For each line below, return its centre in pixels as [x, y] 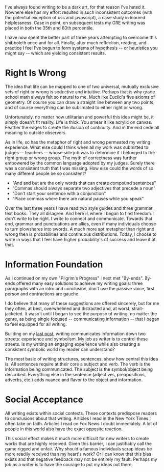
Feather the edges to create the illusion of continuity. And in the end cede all [82, 127]
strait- [138, 308]
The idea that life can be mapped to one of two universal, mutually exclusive [82, 86]
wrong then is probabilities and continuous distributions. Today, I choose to [81, 234]
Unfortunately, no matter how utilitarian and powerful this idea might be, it [80, 117]
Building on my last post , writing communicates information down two [75, 333]
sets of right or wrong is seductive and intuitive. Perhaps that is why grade [80, 92]
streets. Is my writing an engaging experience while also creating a [72, 344]
